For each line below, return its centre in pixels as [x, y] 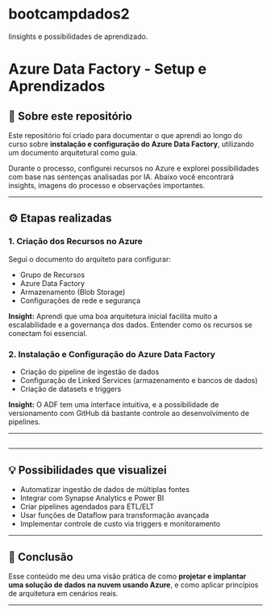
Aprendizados [57, 86]
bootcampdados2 [69, 14]
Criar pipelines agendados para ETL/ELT [87, 507]
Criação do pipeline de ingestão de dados [90, 372]
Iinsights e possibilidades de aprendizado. [78, 36]
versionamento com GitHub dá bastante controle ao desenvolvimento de [129, 413]
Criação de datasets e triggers [71, 389]
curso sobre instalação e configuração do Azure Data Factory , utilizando [131, 144]
